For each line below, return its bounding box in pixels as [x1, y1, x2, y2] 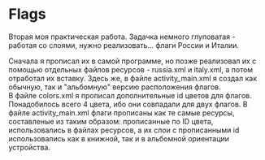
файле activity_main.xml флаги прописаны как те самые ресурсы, [8, 107, 235, 118]
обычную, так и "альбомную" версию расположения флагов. [8, 82, 221, 92]
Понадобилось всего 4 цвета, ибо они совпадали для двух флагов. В [8, 99, 248, 109]
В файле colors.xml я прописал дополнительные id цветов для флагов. [8, 90, 252, 100]
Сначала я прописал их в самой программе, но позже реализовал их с [8, 56, 257, 66]
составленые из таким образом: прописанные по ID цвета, [8, 116, 214, 126]
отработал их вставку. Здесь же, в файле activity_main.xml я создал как [8, 73, 258, 83]
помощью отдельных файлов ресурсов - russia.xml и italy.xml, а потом [8, 64, 254, 74]
